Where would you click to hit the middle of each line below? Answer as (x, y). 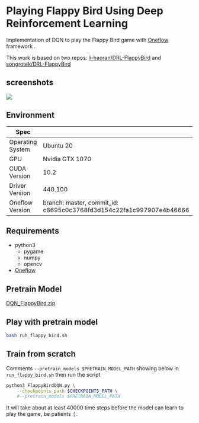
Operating (23, 142)
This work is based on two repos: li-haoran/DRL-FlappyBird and (84, 57)
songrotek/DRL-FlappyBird (38, 64)
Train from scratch (41, 354)
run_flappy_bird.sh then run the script (53, 374)
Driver (18, 185)
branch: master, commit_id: (81, 203)
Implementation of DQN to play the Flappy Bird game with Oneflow (87, 40)
